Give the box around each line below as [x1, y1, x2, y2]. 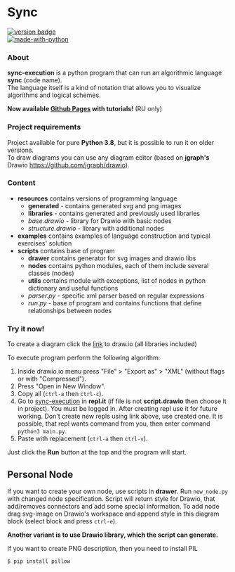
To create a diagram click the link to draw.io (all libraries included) [7, 340, 198, 348]
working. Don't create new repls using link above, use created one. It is [17, 412, 223, 421]
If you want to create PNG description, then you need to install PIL [7, 544, 198, 552]
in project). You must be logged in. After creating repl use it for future [17, 405, 217, 413]
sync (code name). [7, 76, 62, 84]
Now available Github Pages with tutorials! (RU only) [7, 105, 163, 113]
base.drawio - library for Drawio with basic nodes [27, 216, 172, 225]
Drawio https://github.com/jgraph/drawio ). [7, 160, 130, 169]
